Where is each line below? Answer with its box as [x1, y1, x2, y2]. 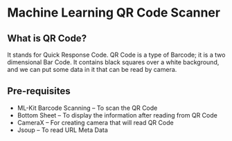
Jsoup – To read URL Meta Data [17, 126, 109, 134]
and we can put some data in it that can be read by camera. [7, 66, 177, 73]
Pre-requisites [7, 85, 71, 97]
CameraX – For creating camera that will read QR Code [17, 118, 175, 126]
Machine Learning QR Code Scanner [7, 5, 220, 21]
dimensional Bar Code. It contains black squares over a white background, [7, 58, 220, 66]
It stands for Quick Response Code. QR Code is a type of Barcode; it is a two [7, 50, 226, 59]
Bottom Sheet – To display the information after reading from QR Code [17, 111, 218, 119]
